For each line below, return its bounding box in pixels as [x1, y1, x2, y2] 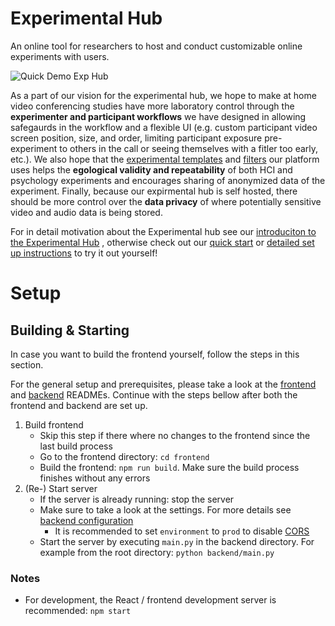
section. [10, 358, 44, 371]
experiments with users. [10, 50, 110, 62]
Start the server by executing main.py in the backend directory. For [39, 535, 315, 547]
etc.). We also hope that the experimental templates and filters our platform [10, 153, 320, 165]
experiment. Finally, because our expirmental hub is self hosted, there [10, 185, 298, 197]
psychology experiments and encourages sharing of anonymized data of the [10, 174, 326, 186]
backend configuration [39, 514, 134, 526]
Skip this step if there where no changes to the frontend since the [39, 429, 311, 441]
